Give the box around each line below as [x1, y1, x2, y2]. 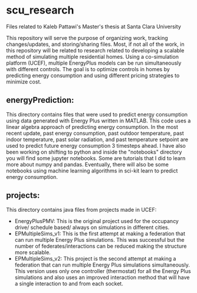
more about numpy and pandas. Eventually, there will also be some [6, 161, 169, 168]
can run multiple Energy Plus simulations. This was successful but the [14, 236, 185, 243]
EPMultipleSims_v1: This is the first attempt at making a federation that [14, 230, 186, 237]
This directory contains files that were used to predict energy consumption [6, 111, 188, 118]
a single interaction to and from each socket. [14, 280, 124, 287]
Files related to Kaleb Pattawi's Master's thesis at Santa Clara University [6, 23, 181, 30]
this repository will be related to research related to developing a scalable [6, 46, 185, 54]
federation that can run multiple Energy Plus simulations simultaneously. [14, 261, 190, 268]
